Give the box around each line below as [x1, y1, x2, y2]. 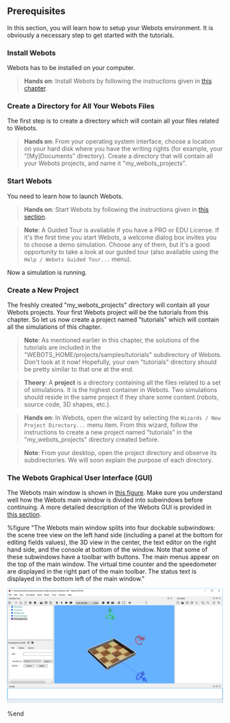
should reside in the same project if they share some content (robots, [23, 393, 219, 401]
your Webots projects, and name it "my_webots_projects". [23, 159, 187, 167]
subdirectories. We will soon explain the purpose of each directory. [23, 456, 214, 464]
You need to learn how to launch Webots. [7, 192, 123, 200]
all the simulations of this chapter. [7, 323, 102, 331]
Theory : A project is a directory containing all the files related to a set [23, 378, 221, 387]
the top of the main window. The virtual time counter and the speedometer [7, 560, 217, 568]
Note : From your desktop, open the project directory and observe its [23, 449, 217, 456]
